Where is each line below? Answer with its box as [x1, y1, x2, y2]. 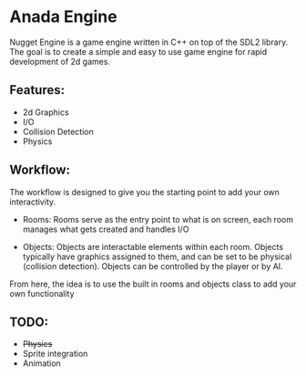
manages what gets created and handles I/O [22, 224, 189, 235]
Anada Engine [9, 6, 117, 27]
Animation [22, 358, 61, 369]
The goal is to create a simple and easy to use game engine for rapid [9, 46, 268, 57]
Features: [9, 82, 66, 98]
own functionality [9, 287, 75, 298]
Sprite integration [22, 349, 88, 360]
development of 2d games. [9, 56, 111, 67]
